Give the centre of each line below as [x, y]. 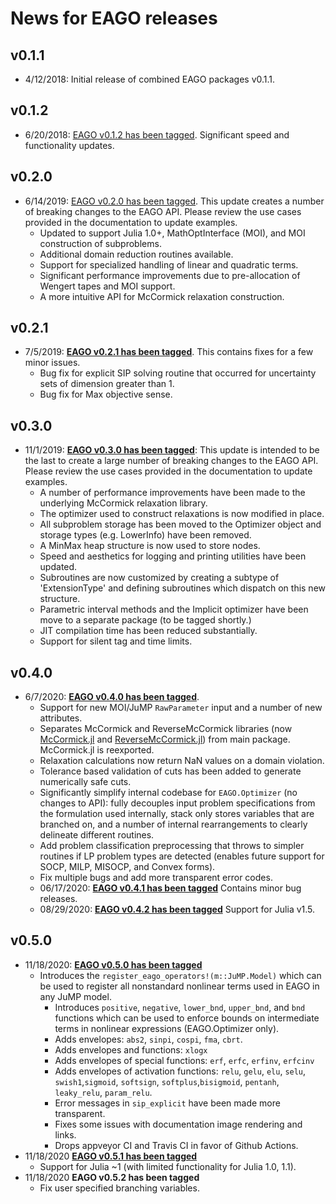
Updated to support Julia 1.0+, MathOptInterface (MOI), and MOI [172, 233]
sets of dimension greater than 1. [107, 384]
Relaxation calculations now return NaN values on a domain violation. [182, 761]
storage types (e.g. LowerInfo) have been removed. [145, 535]
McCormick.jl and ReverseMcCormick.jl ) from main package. [165, 739]
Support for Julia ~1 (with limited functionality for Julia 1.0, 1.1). [168, 1166]
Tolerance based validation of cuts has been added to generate [170, 771]
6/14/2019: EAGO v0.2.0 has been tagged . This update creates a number [174, 201]
